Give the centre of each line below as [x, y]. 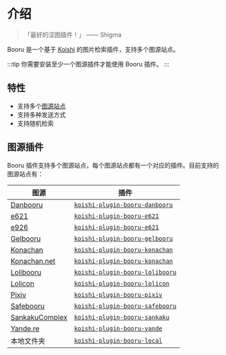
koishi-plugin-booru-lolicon [122, 283]
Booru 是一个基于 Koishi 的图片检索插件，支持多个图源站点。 [93, 49]
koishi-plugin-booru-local [118, 340]
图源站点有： [25, 174]
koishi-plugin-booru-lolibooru [125, 272]
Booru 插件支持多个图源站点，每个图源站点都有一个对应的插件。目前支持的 [113, 165]
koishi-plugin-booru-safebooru [125, 306]
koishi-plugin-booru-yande [118, 328]
